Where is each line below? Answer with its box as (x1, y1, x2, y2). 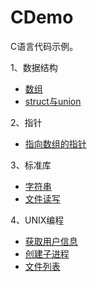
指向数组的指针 (24, 137, 87, 150)
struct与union (24, 95, 82, 107)
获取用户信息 (24, 235, 78, 247)
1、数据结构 (10, 61, 58, 73)
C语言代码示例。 (10, 40, 79, 52)
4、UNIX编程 (10, 214, 65, 226)
